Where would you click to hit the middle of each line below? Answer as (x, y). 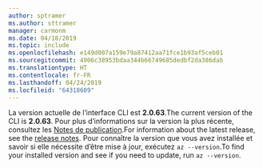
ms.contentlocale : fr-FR (50, 75)
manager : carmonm (37, 30)
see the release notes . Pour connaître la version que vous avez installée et (131, 138)
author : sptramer (37, 16)
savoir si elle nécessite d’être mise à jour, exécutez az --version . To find (127, 147)
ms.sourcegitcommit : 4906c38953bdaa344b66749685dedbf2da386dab (116, 61)
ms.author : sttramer (43, 23)
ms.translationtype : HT (48, 68)
